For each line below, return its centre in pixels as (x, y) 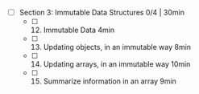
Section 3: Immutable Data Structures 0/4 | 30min (102, 12)
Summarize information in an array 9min (110, 81)
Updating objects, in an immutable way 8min (117, 47)
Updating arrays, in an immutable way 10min (117, 64)
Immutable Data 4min (79, 30)
